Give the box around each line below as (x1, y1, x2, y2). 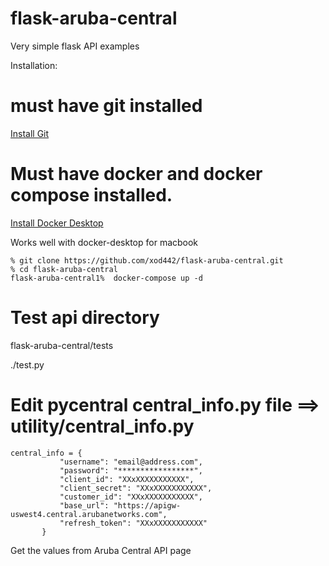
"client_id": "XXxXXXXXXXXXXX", (59, 474, 195, 484)
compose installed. (10, 184, 173, 207)
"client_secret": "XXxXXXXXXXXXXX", (59, 483, 213, 493)
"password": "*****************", (59, 465, 203, 476)
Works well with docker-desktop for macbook (10, 236, 199, 248)
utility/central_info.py (10, 415, 195, 437)
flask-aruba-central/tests (10, 339, 114, 351)
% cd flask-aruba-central (10, 264, 118, 274)
